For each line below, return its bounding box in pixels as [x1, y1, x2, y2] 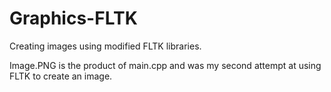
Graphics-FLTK [9, 7, 138, 30]
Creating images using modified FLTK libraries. [9, 40, 202, 52]
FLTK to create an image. [9, 70, 113, 82]
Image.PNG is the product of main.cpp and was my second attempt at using [9, 59, 322, 71]
